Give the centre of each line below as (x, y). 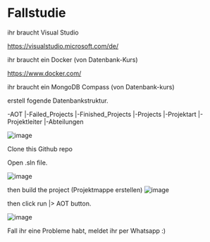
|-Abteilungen (63, 122)
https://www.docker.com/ (44, 73)
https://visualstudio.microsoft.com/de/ (63, 46)
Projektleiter (25, 122)
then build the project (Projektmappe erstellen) (75, 190)
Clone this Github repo (40, 148)
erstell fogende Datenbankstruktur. (58, 101)
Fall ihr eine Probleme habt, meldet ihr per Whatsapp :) (87, 231)
